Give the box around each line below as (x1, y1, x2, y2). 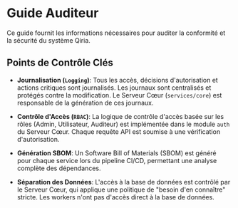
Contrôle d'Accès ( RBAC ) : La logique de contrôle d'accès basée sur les (16, 112, 224, 120)
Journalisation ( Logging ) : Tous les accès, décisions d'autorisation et (16, 76, 218, 84)
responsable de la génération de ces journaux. (16, 98, 154, 107)
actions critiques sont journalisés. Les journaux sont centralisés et (16, 83, 212, 92)
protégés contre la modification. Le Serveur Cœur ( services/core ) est (16, 90, 222, 99)
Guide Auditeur (6, 5, 99, 21)
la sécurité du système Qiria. (6, 36, 90, 44)
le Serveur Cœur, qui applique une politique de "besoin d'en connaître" (16, 185, 226, 194)
